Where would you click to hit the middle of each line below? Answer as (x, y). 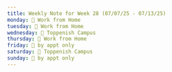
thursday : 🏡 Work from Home (47, 39)
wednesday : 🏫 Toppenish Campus (52, 33)
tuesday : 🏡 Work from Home (45, 26)
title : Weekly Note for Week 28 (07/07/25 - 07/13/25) (87, 13)
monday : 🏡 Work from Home (44, 20)
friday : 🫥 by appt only (41, 45)
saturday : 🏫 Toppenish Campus (50, 52)
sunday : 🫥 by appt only (41, 58)
